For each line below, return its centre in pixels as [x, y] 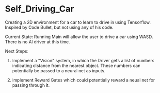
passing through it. [31, 85]
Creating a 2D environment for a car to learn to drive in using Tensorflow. [78, 22]
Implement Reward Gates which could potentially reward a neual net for [83, 80]
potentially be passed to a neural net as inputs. [59, 70]
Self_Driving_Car [40, 9]
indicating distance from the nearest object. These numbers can [76, 66]
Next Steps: [17, 51]
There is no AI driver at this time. [38, 41]
